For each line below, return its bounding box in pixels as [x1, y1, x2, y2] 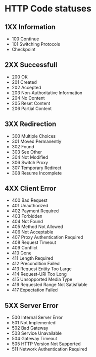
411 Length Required [11, 255, 53, 261]
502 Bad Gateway [11, 325, 48, 331]
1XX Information [4, 23, 56, 31]
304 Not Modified [11, 154, 48, 160]
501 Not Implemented [11, 320, 56, 326]
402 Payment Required [11, 208, 59, 214]
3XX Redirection [4, 120, 56, 128]
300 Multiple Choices [11, 133, 56, 139]
